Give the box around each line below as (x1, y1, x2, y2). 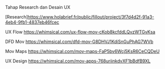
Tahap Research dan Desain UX (5, 4, 71, 10)
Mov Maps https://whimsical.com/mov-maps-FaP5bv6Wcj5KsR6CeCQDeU (5, 48, 160, 54)
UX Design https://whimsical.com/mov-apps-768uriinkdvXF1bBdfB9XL (5, 58, 151, 64)
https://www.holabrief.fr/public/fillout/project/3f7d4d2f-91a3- (27, 14, 154, 19)
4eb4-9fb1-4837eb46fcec (5, 19, 59, 25)
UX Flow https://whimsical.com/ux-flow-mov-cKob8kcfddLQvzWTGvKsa (5, 29, 155, 34)
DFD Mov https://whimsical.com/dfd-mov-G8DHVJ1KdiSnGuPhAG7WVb (5, 38, 153, 44)
